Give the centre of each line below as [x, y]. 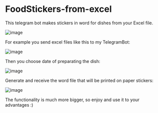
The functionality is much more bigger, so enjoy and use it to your [73, 100]
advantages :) [19, 105]
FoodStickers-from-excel [58, 9]
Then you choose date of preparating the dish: [53, 61]
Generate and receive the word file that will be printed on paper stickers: [79, 80]
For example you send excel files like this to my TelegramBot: [68, 42]
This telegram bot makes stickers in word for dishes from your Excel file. [79, 23]
